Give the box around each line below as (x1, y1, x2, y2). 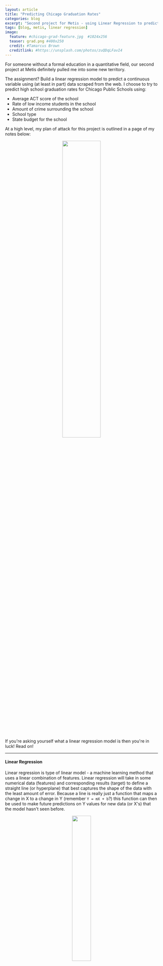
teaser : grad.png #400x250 (9, 39, 64, 44)
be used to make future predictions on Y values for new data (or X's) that (5, 800, 151, 806)
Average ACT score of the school (12, 95, 79, 101)
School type (12, 111, 36, 117)
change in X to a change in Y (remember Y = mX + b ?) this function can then (5, 796, 157, 801)
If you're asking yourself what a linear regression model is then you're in (5, 738, 149, 744)
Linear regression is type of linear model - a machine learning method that (5, 770, 154, 776)
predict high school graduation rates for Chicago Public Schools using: (5, 86, 147, 92)
